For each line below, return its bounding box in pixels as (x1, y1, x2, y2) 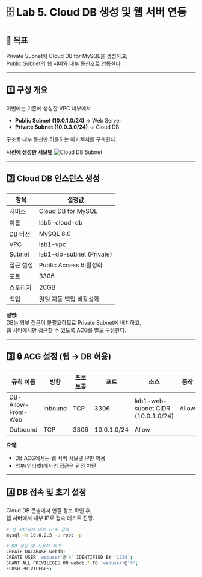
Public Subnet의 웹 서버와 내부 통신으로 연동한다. (6, 60, 123, 67)
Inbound (43, 404, 67, 413)
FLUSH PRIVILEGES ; (6, 566, 52, 572)
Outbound (9, 426, 38, 434)
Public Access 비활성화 (38, 261, 103, 269)
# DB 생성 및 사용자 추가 (6, 543, 61, 549)
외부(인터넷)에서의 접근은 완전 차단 (14, 462, 97, 470)
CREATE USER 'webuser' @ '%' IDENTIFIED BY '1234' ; (6, 554, 133, 560)
